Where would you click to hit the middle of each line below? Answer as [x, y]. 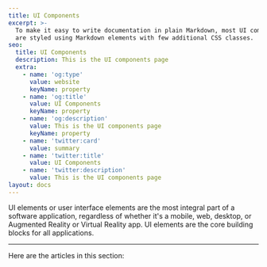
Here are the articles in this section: [66, 255]
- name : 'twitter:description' [74, 170]
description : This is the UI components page [92, 60]
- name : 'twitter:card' [62, 141]
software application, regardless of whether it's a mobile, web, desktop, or [130, 216]
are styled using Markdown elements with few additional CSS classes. [135, 38]
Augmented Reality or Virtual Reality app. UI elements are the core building [131, 224]
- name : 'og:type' [53, 74]
